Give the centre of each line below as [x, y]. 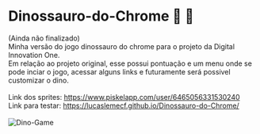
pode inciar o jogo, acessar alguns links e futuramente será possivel [120, 71]
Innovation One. [34, 55]
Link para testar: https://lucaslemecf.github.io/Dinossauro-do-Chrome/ [124, 105]
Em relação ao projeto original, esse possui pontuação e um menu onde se [130, 63]
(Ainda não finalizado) [44, 38]
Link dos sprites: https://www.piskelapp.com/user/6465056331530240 [124, 97]
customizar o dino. [38, 80]
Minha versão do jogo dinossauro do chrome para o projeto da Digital [122, 46]
